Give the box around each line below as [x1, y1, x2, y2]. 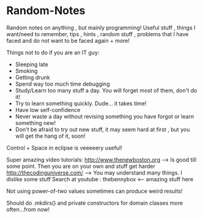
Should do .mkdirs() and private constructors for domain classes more [6, 199, 183, 206]
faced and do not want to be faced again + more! [6, 37, 130, 44]
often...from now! [6, 206, 50, 213]
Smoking [15, 67, 38, 74]
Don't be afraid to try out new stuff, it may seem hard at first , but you [15, 126, 190, 133]
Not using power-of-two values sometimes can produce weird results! [6, 187, 183, 195]
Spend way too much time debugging [15, 80, 110, 88]
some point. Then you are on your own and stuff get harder [6, 162, 156, 170]
